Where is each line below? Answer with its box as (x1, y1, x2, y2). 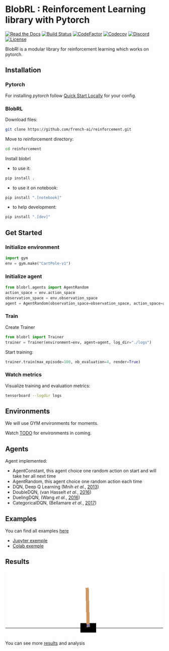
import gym (5, 255, 28, 260)
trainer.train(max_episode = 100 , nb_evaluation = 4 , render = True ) (5, 359, 141, 365)
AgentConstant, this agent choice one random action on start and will (12, 468, 157, 474)
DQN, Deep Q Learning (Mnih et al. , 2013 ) (12, 484, 99, 490)
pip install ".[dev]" (5, 214, 51, 220)
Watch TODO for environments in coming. (5, 430, 92, 436)
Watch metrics (5, 371, 42, 378)
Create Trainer (5, 324, 35, 330)
